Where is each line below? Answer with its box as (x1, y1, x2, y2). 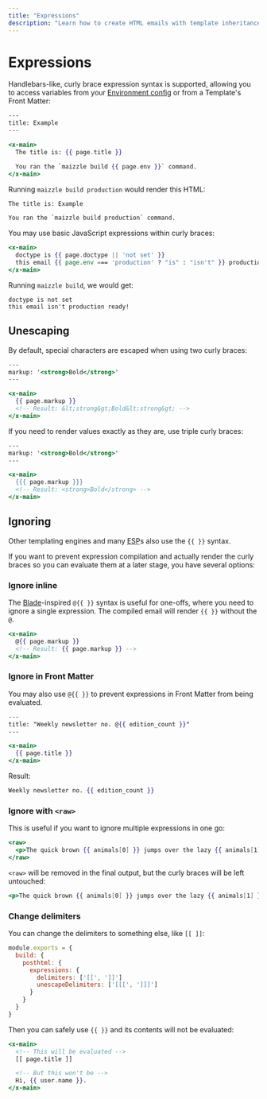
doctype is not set (8, 296, 73, 304)
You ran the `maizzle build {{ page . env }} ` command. (15, 162, 197, 171)
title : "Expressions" (8, 11, 80, 20)
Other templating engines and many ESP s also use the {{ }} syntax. (8, 536, 232, 545)
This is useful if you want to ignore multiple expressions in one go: (8, 823, 225, 833)
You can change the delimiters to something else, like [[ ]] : (8, 929, 205, 938)
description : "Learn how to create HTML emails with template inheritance (8, 19, 261, 27)
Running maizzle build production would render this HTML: (8, 184, 206, 194)
